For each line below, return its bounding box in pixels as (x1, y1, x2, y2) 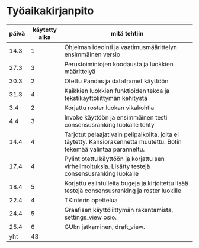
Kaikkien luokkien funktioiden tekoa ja (64, 86, 170, 95)
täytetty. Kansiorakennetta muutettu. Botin (64, 137, 182, 146)
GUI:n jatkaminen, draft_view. (64, 223, 145, 231)
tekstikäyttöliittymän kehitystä (64, 94, 148, 102)
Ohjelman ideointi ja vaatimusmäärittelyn (64, 43, 178, 51)
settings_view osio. (64, 213, 117, 221)
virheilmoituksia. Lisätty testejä (64, 162, 150, 170)
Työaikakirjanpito (6, 4, 94, 18)
